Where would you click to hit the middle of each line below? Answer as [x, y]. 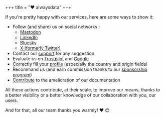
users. [12, 100]
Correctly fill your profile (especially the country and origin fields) [80, 64]
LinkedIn [29, 37]
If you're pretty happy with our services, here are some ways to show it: [79, 17]
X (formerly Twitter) [40, 48]
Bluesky [28, 43]
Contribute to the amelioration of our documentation [66, 80]
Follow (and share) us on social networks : [56, 27]
